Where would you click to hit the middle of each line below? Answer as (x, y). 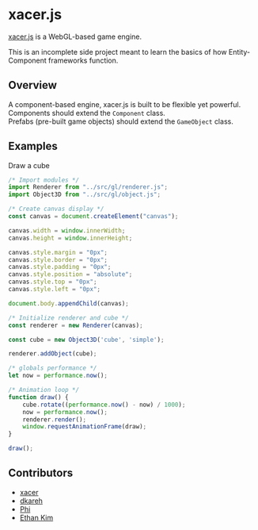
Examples (33, 146)
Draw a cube (29, 165)
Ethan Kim (36, 517)
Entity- (239, 52)
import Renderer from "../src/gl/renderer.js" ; (88, 187)
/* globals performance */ (53, 368)
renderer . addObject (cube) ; (53, 354)
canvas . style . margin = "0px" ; (58, 252)
